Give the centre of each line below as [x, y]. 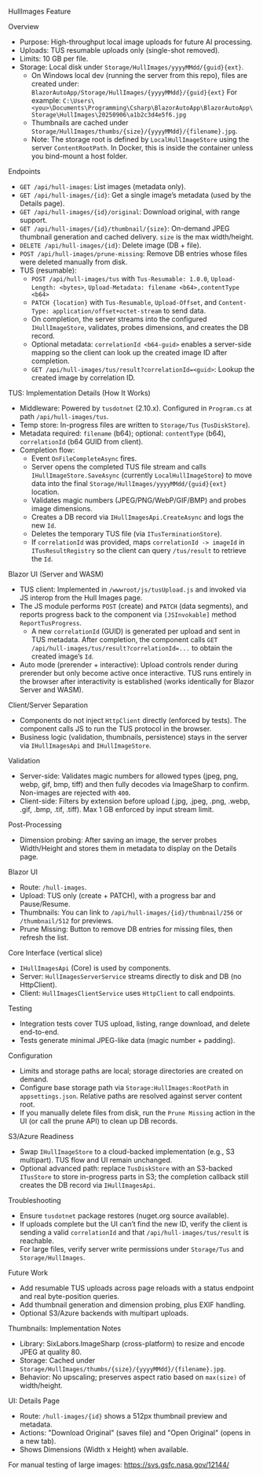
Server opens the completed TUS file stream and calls [119, 467]
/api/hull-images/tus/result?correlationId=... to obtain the [132, 648]
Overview [24, 26]
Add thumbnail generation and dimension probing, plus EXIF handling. [132, 1304]
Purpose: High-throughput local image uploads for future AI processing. [136, 42]
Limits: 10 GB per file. [54, 59]
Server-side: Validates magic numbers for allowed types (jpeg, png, [129, 776]
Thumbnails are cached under [80, 122]
